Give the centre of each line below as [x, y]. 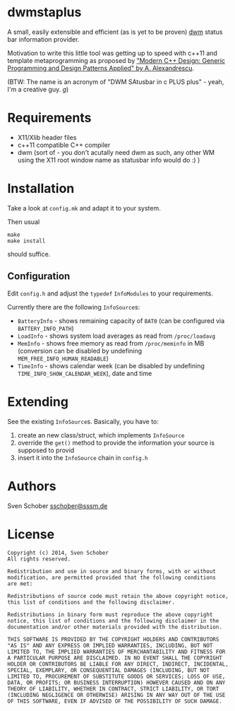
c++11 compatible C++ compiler [64, 145]
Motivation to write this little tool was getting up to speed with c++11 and [112, 53]
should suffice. [29, 254]
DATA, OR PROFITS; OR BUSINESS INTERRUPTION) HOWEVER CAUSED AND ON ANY [116, 683]
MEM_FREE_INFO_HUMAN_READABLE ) [63, 358]
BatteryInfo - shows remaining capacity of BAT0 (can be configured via [121, 321]
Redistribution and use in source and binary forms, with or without [112, 572]
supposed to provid [46, 450]
